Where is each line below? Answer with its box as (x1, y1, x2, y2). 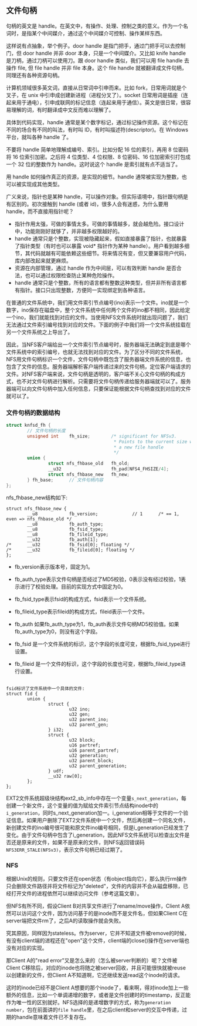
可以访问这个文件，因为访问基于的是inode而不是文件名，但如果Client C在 (11, 909, 188, 917)
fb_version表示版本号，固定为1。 (14, 563, 93, 570)
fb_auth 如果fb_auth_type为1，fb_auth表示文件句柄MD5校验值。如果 (14, 620, 179, 627)
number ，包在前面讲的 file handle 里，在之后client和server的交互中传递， (6, 1006, 182, 1013)
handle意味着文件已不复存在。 (16, 1013, 90, 1020)
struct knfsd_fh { (6, 423, 51, 429)
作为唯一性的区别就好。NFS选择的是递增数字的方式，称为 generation (6, 998, 171, 1005)
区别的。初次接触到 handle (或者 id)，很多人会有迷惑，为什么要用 (11, 200, 169, 207)
